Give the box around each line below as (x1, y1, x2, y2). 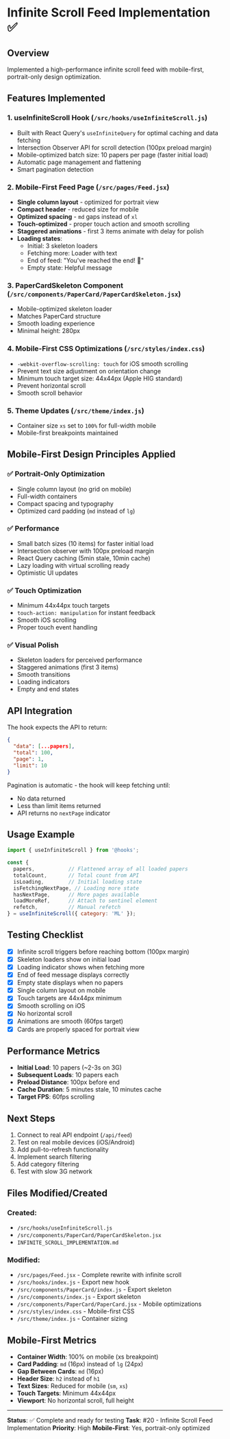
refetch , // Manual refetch (13, 904, 121, 911)
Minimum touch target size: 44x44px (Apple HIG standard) (16, 374, 183, 382)
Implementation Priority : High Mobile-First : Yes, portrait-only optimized (7, 1424, 210, 1432)
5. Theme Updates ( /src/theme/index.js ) (7, 406, 145, 415)
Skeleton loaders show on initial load (16, 955, 121, 963)
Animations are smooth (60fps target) (16, 1017, 124, 1026)
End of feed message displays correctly (16, 971, 130, 979)
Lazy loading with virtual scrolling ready (16, 561, 130, 569)
